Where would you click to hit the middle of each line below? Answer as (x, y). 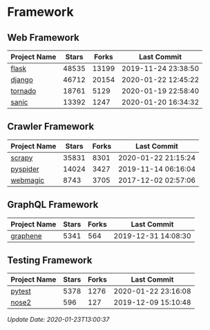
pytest (21, 291)
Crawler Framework (51, 127)
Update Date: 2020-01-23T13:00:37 (58, 320)
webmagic (28, 180)
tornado (23, 91)
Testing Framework (50, 261)
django (22, 80)
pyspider (25, 168)
